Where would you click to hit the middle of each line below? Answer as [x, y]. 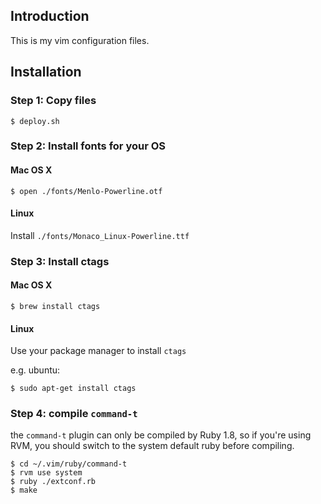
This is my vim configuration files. [80, 40]
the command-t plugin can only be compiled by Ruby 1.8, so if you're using [161, 435]
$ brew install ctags [55, 306]
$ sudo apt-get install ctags [73, 389]
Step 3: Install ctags [60, 261]
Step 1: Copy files [53, 101]
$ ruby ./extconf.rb [53, 482]
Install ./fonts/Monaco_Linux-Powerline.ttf [100, 235]
